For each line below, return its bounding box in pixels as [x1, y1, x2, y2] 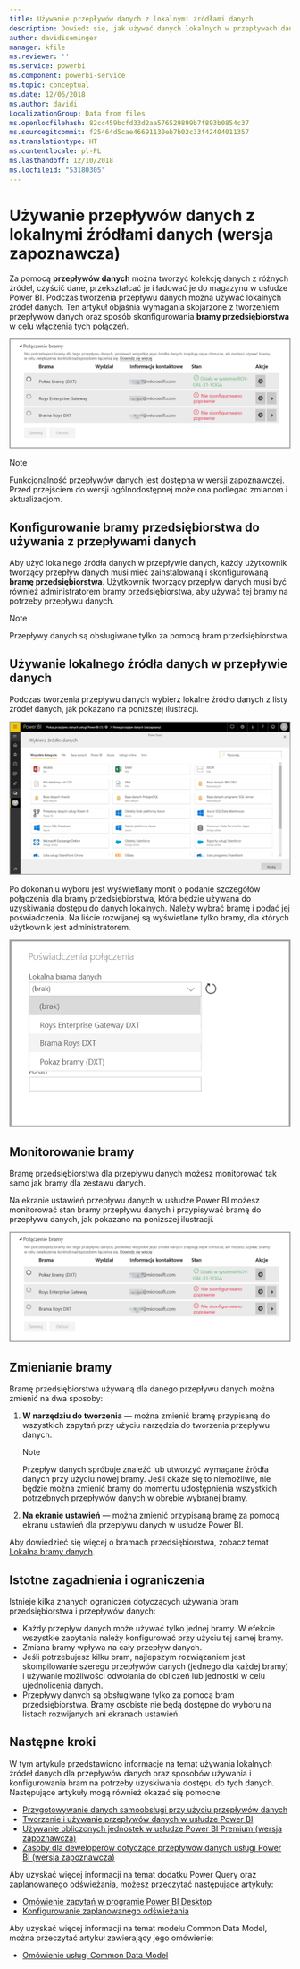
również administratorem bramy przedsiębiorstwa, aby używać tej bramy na [9, 586, 288, 597]
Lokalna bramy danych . [9, 1546, 96, 1557]
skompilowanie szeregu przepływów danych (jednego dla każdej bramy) [21, 1661, 288, 1672]
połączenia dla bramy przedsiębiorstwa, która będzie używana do [9, 893, 252, 903]
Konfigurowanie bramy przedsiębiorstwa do [9, 519, 261, 535]
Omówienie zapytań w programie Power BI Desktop [21, 1896, 212, 1906]
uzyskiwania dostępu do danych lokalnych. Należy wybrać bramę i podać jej [9, 903, 290, 913]
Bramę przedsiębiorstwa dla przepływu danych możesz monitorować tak [9, 1169, 277, 1179]
